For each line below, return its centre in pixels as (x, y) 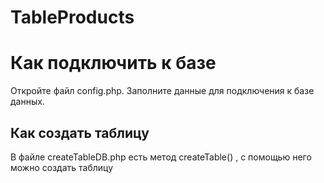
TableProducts (72, 17)
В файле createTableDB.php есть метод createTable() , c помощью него (161, 157)
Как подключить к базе (113, 63)
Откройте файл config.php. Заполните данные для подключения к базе (162, 91)
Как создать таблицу (80, 132)
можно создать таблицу (62, 167)
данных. (27, 102)
